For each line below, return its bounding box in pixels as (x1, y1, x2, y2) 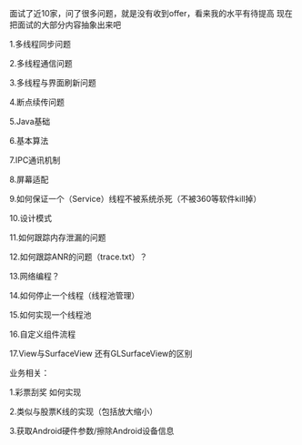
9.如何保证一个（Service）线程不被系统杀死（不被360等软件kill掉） (9, 194, 262, 204)
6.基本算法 (9, 136, 49, 146)
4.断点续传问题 (9, 96, 65, 107)
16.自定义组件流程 (9, 329, 75, 339)
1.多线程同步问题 (9, 39, 71, 49)
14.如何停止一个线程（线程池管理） (9, 290, 140, 300)
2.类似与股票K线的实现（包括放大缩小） (9, 406, 157, 417)
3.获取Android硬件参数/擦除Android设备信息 (9, 426, 175, 436)
